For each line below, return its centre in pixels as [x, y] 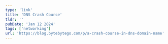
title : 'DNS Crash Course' [34, 15]
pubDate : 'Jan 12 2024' [30, 24]
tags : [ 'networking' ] [28, 29]
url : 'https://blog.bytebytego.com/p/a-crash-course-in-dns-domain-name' [85, 33]
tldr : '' [14, 19]
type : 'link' [19, 10]
